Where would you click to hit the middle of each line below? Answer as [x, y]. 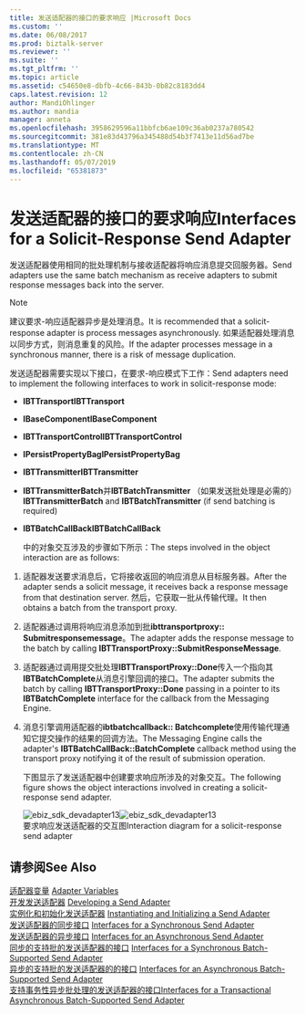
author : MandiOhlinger [52, 103]
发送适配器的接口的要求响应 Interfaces [153, 219]
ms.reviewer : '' [40, 52]
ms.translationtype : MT [55, 145]
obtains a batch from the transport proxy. [100, 608]
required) [40, 511]
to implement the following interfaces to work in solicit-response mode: [143, 383]
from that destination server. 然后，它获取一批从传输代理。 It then [144, 598]
